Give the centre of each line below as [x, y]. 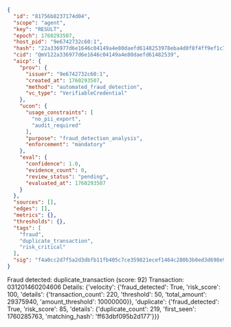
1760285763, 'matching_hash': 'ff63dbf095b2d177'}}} [84, 316]
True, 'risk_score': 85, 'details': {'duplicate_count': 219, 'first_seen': [102, 309]
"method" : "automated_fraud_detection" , [84, 87]
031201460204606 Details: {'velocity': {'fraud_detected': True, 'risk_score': [114, 287]
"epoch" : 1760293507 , [44, 36]
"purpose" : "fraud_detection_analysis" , [84, 138]
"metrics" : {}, [35, 215]
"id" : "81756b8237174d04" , [52, 16]
